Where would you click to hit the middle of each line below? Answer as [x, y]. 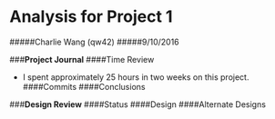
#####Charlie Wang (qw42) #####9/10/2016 [94, 42]
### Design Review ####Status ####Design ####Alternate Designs [138, 104]
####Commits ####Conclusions [84, 86]
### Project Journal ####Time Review [82, 59]
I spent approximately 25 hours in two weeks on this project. [136, 77]
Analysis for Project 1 [91, 17]
